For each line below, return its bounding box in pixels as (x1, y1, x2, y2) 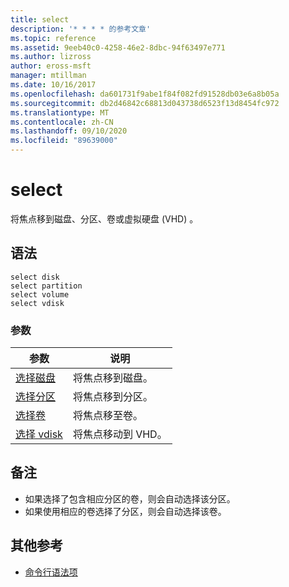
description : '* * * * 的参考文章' (10, 24, 152, 34)
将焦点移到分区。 (72, 390, 153, 404)
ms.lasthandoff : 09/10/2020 (10, 126, 128, 136)
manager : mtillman (10, 71, 87, 81)
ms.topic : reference (10, 33, 97, 43)
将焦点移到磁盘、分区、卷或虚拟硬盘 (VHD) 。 (10, 212, 199, 225)
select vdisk (10, 298, 65, 308)
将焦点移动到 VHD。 (72, 427, 168, 441)
